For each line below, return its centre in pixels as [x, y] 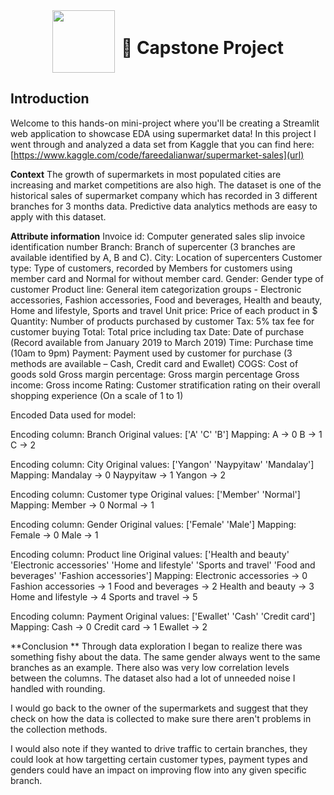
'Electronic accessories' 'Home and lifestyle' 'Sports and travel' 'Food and [163, 565]
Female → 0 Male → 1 [54, 535]
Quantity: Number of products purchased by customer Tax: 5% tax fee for [162, 321]
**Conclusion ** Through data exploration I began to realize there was [156, 646]
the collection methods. [59, 729]
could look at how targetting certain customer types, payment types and [159, 759]
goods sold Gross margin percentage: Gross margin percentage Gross [155, 374]
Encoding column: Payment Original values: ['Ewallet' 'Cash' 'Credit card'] [163, 616]
